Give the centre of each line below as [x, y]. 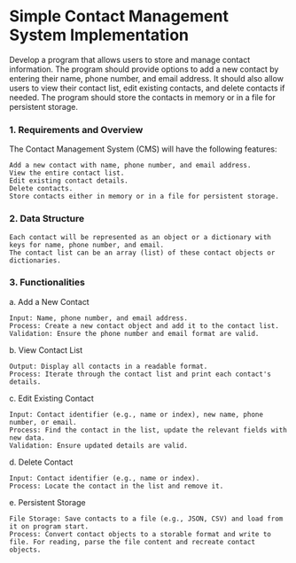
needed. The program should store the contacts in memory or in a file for [143, 97]
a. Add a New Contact [50, 301]
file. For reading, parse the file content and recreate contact [132, 542]
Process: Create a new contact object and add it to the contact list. [144, 325]
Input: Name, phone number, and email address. [99, 318]
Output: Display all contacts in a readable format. [109, 366]
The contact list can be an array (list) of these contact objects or [142, 253]
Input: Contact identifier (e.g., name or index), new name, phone [136, 414]
